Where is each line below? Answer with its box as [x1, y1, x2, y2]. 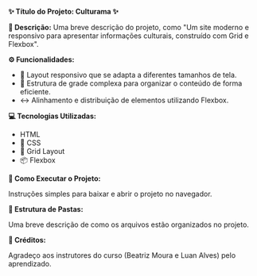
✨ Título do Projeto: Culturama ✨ [8, 7, 119, 16]
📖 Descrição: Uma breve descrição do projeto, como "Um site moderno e [8, 23, 249, 32]
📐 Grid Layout [19, 147, 65, 155]
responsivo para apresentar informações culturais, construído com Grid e [8, 31, 249, 40]
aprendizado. [8, 259, 52, 268]
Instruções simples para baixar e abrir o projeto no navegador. [8, 190, 212, 198]
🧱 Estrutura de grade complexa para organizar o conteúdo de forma [19, 79, 243, 88]
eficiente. [19, 87, 51, 96]
